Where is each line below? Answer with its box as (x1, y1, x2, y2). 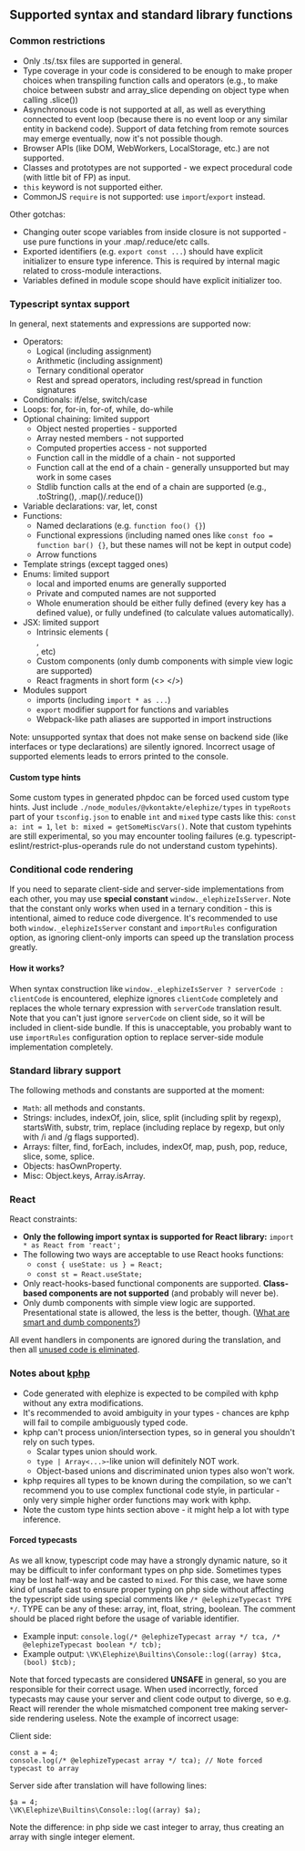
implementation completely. (9, 1041, 114, 1052)
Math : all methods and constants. (22, 1102, 146, 1113)
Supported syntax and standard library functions (9, 7, 293, 23)
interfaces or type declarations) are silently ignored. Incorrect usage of (9, 740, 276, 751)
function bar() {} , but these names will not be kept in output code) (36, 539, 292, 550)
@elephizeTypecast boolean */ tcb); (22, 1640, 162, 1649)
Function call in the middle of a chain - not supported (36, 451, 236, 463)
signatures (36, 384, 76, 395)
